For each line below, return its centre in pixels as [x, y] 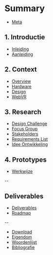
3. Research [23, 112]
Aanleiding [22, 54]
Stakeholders [25, 134]
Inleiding [20, 49]
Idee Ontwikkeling [30, 145]
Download [22, 232]
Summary [25, 9]
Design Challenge [29, 124]
